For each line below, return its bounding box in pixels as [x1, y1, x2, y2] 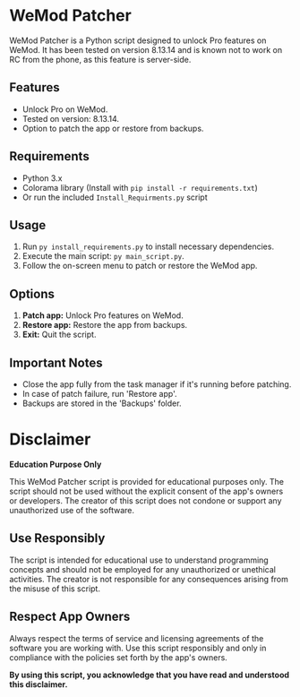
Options [9, 286, 56, 301]
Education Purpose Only [9, 459, 102, 469]
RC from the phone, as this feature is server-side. [9, 54, 192, 65]
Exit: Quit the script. [21, 329, 97, 340]
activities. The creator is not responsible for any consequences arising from [9, 573, 289, 584]
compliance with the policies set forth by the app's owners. [9, 651, 228, 663]
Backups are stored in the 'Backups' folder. [21, 398, 182, 409]
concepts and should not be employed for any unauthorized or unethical [9, 564, 276, 574]
